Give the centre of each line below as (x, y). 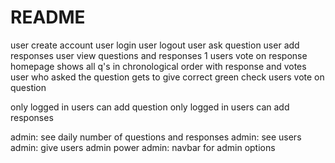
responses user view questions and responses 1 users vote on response (159, 55)
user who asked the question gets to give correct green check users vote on (167, 77)
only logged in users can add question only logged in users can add (150, 107)
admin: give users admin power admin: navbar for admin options (143, 147)
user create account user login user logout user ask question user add (155, 45)
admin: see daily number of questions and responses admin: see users (156, 137)
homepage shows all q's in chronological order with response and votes (158, 66)
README (48, 17)
